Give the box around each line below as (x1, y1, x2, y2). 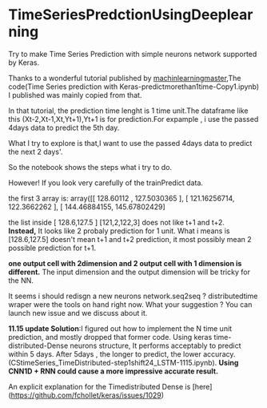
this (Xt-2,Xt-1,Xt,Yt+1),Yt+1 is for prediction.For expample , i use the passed (8, 114, 259, 123)
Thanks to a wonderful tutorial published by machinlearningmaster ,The (8, 73, 241, 83)
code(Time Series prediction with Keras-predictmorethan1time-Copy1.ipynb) (8, 82, 260, 91)
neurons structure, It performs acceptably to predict (70, 341, 241, 350)
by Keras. (8, 58, 40, 67)
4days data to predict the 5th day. (8, 123, 120, 132)
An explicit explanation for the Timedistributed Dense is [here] (8, 382, 213, 391)
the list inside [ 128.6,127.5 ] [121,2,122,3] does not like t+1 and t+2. (8, 217, 225, 227)
